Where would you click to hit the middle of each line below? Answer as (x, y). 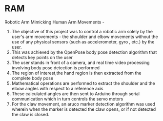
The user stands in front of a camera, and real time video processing (81, 62)
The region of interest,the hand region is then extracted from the (77, 73)
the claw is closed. (31, 114)
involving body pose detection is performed (56, 68)
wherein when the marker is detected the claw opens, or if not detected (84, 109)
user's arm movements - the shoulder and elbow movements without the (85, 37)
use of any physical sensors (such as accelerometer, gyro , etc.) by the (83, 41)
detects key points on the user (42, 57)
